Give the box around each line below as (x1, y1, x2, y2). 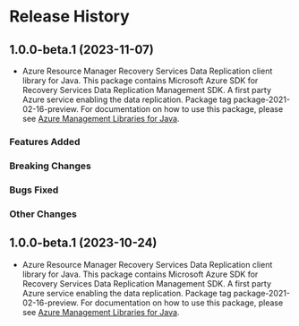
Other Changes (9, 208, 78, 220)
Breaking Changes (9, 159, 92, 172)
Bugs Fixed (9, 184, 59, 196)
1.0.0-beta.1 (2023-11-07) (9, 42, 154, 57)
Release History (9, 6, 130, 27)
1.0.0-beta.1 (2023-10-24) (9, 236, 158, 251)
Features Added (9, 135, 81, 148)
